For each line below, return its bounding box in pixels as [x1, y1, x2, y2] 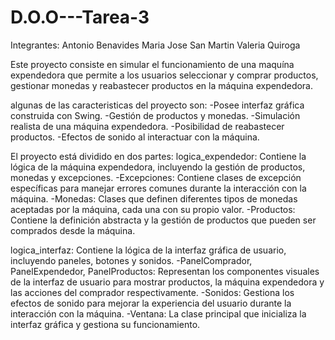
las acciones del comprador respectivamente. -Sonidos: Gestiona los [10, 286, 295, 298]
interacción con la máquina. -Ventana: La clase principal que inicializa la [10, 307, 307, 320]
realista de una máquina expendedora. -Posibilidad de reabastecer [10, 120, 285, 132]
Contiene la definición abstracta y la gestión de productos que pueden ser [10, 214, 317, 226]
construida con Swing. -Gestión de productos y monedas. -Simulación [10, 109, 301, 121]
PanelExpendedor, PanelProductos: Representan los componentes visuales [10, 265, 320, 277]
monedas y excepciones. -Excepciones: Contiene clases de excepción [10, 171, 302, 183]
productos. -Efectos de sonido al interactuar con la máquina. [10, 131, 260, 143]
